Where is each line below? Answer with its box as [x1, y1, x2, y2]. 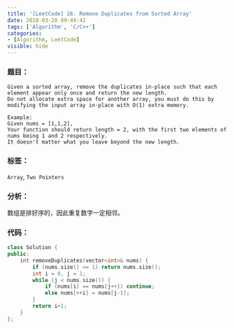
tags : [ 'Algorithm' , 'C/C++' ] [7, 23, 96, 30]
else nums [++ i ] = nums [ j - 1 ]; [44, 290, 130, 297]
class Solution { [7, 244, 58, 251]
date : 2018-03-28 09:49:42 [7, 17, 86, 24]
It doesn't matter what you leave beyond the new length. [7, 139, 180, 146]
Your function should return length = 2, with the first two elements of [7, 127, 227, 134]
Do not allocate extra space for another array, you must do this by [7, 96, 215, 103]
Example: [7, 114, 33, 121]
